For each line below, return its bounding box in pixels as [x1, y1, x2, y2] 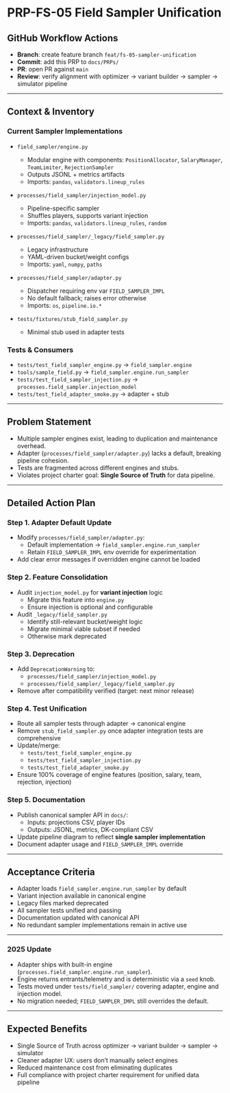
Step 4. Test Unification [7, 704, 87, 713]
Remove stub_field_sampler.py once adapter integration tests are [16, 727, 203, 735]
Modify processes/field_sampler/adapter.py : [16, 533, 145, 542]
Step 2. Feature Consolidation [7, 573, 108, 582]
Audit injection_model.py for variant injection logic [16, 588, 163, 596]
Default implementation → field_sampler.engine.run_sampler [27, 541, 201, 549]
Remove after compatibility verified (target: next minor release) [16, 687, 194, 695]
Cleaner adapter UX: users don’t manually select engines [16, 1056, 178, 1064]
